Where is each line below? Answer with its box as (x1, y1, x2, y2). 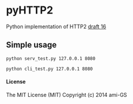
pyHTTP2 (6, 4, 54, 17)
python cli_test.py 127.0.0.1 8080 (6, 66, 93, 72)
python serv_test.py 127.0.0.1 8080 (6, 55, 96, 62)
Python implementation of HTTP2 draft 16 (6, 23, 107, 30)
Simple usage (6, 40, 57, 50)
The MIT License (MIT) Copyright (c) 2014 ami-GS (6, 91, 127, 98)
